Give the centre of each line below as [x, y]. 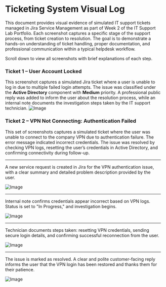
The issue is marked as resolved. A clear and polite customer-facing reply [80, 259]
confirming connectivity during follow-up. [47, 153]
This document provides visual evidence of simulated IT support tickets [78, 23]
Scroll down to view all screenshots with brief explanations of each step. [79, 58]
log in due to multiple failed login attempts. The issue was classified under [81, 87]
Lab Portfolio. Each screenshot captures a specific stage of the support [78, 33]
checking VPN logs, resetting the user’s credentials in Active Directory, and [82, 147]
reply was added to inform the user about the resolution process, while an [80, 98]
